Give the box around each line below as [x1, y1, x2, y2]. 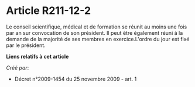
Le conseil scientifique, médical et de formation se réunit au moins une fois [6, 23, 187, 30]
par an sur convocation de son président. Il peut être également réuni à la [6, 29, 183, 36]
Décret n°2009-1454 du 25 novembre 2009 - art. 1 [14, 75, 137, 82]
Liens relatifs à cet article [6, 53, 69, 60]
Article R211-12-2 [6, 4, 91, 17]
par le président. [6, 42, 46, 49]
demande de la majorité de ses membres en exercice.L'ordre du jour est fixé [6, 35, 190, 42]
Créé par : [6, 64, 29, 71]
